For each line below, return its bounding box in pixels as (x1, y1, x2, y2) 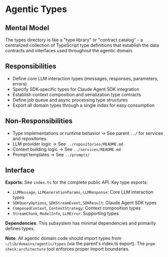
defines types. (5, 225, 35, 232)
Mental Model (5, 24, 49, 32)
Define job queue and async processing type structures (12, 97, 128, 103)
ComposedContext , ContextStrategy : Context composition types (12, 205, 141, 211)
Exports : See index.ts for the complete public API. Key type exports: (5, 180, 148, 186)
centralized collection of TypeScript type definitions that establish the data (5, 42, 159, 48)
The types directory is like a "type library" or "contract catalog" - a (5, 37, 143, 43)
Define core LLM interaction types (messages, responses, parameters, (12, 75, 159, 81)
